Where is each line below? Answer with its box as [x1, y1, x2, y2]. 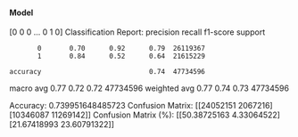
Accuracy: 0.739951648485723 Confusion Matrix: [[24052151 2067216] [9, 101, 274, 111]
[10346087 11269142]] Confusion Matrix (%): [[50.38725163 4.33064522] [9, 109, 281, 120]
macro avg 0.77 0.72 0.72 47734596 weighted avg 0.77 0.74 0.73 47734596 [9, 83, 290, 93]
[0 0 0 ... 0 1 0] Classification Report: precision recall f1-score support [9, 27, 266, 37]
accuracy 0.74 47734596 [9, 68, 205, 77]
